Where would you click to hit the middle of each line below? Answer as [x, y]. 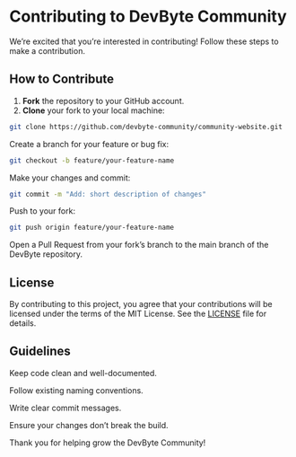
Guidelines [40, 352]
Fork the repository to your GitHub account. [103, 101]
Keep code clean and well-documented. [83, 373]
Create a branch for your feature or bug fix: [89, 144]
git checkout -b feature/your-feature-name [92, 160]
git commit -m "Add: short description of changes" [108, 194]
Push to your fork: [43, 211]
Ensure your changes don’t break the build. [89, 425]
